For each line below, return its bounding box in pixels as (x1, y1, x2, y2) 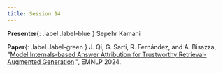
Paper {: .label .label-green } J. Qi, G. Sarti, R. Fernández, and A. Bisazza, (7, 42, 217, 51)
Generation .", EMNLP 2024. (42, 57, 122, 66)
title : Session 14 (7, 10, 61, 17)
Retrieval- (178, 50, 208, 58)
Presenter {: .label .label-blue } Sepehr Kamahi (7, 29, 141, 38)
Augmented (7, 57, 41, 66)
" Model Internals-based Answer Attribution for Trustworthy (7, 50, 178, 58)
